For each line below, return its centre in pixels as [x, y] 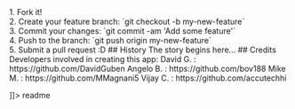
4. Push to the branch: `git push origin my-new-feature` [110, 40]
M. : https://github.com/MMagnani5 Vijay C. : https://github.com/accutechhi [148, 78]
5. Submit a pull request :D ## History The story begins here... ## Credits [143, 50]
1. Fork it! [26, 12]
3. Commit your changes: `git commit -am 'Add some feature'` [123, 31]
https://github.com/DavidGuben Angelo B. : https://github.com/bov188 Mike [147, 69]
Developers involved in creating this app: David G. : [103, 59]
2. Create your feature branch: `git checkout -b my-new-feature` [127, 21]
